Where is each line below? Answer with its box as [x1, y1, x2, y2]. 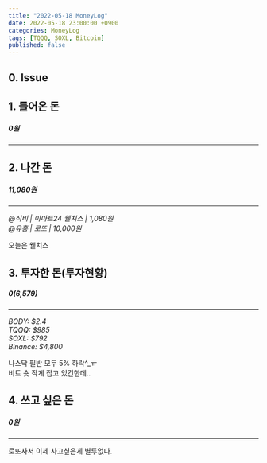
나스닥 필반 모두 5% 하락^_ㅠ [8, 358, 98, 368]
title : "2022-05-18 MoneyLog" [8, 11, 109, 20]
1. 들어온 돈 [8, 99, 60, 113]
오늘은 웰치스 [8, 240, 49, 251]
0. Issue [8, 71, 48, 84]
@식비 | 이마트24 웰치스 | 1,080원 [8, 214, 114, 224]
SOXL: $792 [8, 333, 48, 343]
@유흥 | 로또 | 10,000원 [8, 224, 82, 233]
